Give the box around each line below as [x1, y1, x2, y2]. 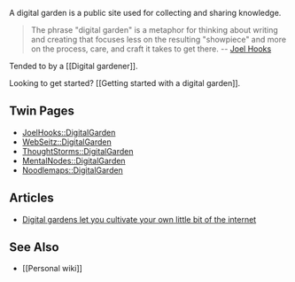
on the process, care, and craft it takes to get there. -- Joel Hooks [30, 43, 272, 54]
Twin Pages [9, 104, 75, 119]
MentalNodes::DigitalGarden [21, 155, 126, 166]
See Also [9, 239, 59, 255]
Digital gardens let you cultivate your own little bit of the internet [21, 214, 257, 224]
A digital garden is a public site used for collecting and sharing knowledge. [9, 8, 282, 18]
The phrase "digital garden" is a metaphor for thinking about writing [30, 25, 279, 35]
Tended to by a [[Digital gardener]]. [9, 61, 138, 71]
